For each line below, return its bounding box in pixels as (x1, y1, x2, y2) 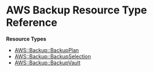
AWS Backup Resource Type (6, 4, 147, 17)
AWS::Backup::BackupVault (14, 59, 81, 66)
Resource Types (6, 35, 47, 42)
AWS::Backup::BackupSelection (14, 53, 92, 60)
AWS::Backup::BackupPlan (14, 46, 79, 53)
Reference (6, 16, 57, 29)
